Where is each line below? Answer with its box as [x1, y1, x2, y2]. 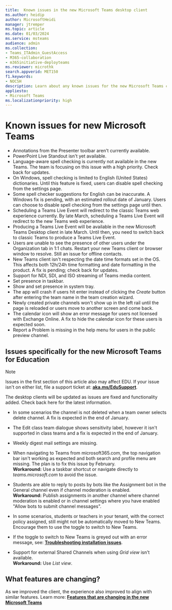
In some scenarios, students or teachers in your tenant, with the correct [12, 513, 164, 519]
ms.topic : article [5, 27, 45, 32]
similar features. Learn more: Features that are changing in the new [5, 594, 149, 600]
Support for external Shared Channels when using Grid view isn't [12, 549, 150, 555]
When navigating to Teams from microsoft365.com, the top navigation [12, 450, 161, 456]
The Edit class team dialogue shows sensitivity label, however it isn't [12, 425, 158, 431]
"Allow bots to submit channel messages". [12, 503, 101, 509]
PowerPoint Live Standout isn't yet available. [12, 153, 106, 159]
